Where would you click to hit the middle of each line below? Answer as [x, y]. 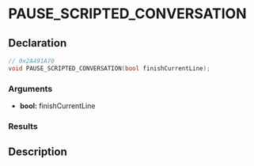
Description [38, 152]
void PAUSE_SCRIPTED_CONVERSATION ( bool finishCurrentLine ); [110, 68]
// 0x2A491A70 [32, 61]
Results [23, 126]
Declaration [38, 43]
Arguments [30, 89]
